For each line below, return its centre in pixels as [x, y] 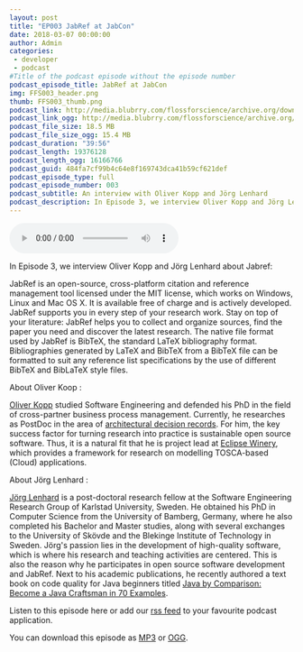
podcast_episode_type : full [62, 177]
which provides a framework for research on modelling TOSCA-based [139, 453]
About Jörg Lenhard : [49, 480]
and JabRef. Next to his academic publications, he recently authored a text [148, 574]
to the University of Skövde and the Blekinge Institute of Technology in [141, 535]
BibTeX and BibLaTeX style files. [69, 370]
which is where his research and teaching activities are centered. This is [143, 555]
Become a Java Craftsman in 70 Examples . [89, 592]
